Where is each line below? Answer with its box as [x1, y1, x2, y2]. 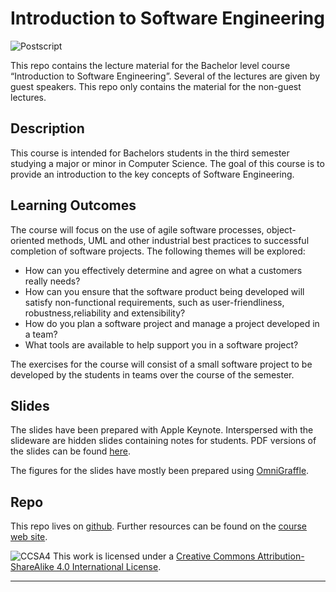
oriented [10, 234, 45, 246]
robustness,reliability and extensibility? [24, 307, 186, 319]
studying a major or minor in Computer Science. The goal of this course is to [10, 157, 325, 169]
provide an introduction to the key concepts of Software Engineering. [10, 168, 295, 180]
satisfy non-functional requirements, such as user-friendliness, [24, 296, 285, 308]
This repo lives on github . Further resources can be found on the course [10, 520, 308, 532]
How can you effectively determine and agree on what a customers [24, 264, 303, 276]
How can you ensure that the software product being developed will [24, 285, 305, 297]
